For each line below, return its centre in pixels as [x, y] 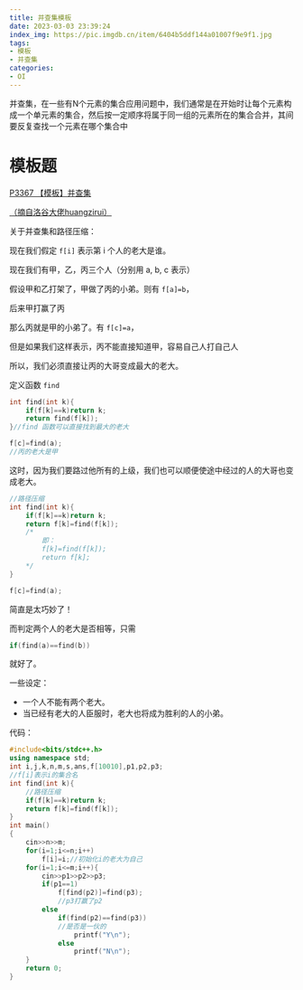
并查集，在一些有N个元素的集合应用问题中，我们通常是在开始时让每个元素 [147, 103]
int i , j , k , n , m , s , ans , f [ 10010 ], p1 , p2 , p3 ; [87, 767]
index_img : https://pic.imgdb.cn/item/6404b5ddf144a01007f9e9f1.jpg [141, 34]
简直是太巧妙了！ [41, 609]
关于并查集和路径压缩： [53, 231]
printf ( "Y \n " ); [102, 935]
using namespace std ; [50, 759]
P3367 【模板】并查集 [50, 193]
